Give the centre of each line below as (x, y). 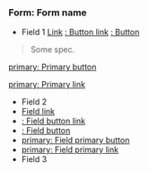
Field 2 (34, 102)
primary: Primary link (47, 85)
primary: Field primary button (75, 140)
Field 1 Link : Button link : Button (80, 32)
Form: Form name (48, 13)
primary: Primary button (53, 67)
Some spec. (53, 50)
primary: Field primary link (70, 149)
